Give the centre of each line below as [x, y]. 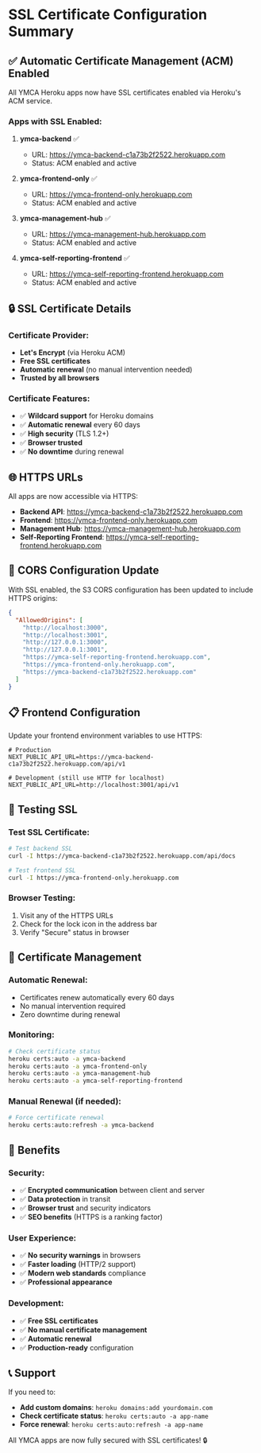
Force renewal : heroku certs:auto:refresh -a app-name [111, 1424]
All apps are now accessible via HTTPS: [73, 497]
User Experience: [42, 1237]
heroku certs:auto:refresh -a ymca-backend [81, 1125]
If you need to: [32, 1392]
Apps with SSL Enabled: [55, 121]
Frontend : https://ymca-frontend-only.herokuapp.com [109, 520]
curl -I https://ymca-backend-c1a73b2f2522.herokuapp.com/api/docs [122, 856]
